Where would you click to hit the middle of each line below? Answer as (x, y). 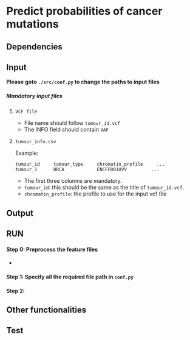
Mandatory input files (34, 96)
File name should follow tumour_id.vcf (72, 123)
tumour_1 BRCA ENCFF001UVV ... (87, 170)
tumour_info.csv (36, 142)
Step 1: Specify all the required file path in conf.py (70, 277)
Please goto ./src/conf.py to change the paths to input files (83, 82)
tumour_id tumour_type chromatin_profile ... (90, 165)
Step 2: (16, 291)
